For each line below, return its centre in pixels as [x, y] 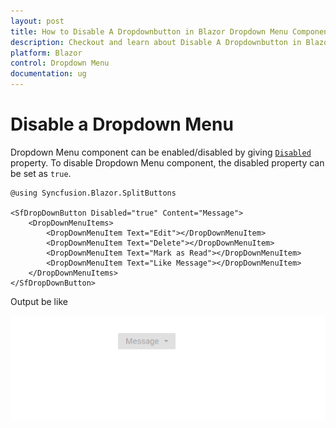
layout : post [37, 21]
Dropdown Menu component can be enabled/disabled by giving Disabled [161, 152]
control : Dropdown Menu [60, 63]
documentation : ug [48, 74]
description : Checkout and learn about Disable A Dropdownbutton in [156, 42]
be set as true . [41, 173]
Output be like [39, 301]
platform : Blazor [46, 53]
